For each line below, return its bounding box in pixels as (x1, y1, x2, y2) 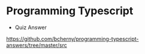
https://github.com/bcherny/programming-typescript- (6, 35, 139, 42)
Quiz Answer (14, 24, 47, 31)
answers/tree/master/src (6, 42, 67, 49)
